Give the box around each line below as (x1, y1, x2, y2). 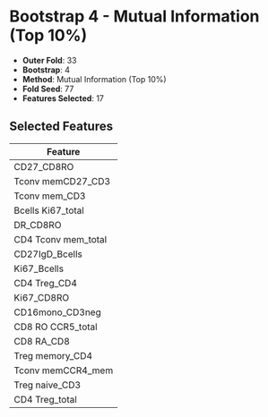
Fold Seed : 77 (22, 83, 74, 94)
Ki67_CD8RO (13, 291, 70, 303)
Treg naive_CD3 (13, 379, 82, 391)
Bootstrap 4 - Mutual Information (9, 6, 260, 27)
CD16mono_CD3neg (13, 306, 101, 319)
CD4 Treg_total (13, 393, 78, 405)
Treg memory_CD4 (13, 349, 92, 362)
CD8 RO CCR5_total (13, 320, 98, 333)
